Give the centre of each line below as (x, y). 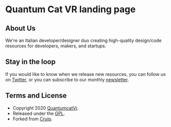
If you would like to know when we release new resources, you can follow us (85, 74)
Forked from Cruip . (33, 119)
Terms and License (36, 96)
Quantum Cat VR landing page (70, 9)
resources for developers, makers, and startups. (56, 46)
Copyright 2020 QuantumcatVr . (46, 108)
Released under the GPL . (39, 113)
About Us (20, 28)
